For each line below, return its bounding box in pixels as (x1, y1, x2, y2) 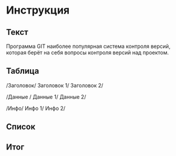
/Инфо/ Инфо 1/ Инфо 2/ (6, 105, 66, 112)
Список (6, 122, 35, 132)
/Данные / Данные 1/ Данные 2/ (6, 93, 87, 100)
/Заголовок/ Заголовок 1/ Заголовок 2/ (6, 82, 104, 89)
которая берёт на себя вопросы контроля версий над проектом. (6, 49, 169, 56)
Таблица (6, 66, 39, 76)
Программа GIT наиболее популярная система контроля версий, (6, 43, 171, 50)
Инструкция (6, 4, 69, 17)
